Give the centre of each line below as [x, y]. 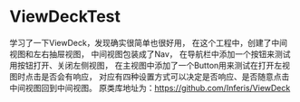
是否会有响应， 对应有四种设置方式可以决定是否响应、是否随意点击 [165, 76]
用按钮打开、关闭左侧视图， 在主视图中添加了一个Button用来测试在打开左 [146, 65]
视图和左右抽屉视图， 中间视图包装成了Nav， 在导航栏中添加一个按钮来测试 [150, 54]
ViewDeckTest [65, 17]
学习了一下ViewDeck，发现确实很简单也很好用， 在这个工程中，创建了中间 [149, 42]
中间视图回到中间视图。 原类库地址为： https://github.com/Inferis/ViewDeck [150, 88]
